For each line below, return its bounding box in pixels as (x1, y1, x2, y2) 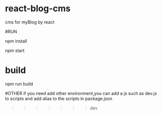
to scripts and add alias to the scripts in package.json (5, 95, 112, 101)
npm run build (5, 81, 33, 87)
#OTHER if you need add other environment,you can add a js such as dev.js (5, 90, 157, 96)
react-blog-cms (5, 3, 71, 14)
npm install (5, 38, 27, 44)
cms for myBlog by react (5, 19, 55, 25)
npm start (5, 47, 25, 53)
